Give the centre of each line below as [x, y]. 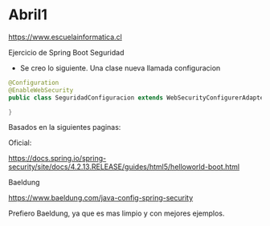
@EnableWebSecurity [41, 90]
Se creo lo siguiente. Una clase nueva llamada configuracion [120, 68]
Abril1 [28, 15]
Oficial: [20, 143]
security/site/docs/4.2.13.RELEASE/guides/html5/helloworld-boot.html [124, 167]
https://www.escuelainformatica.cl [65, 37]
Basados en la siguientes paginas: [65, 127]
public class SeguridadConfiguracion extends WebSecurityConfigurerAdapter [138, 98]
